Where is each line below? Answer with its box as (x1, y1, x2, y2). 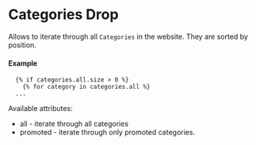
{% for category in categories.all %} (22, 83, 151, 91)
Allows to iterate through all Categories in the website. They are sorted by (8, 32, 248, 41)
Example (8, 58, 38, 68)
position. (8, 40, 37, 49)
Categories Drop (8, 6, 119, 24)
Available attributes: (8, 104, 73, 113)
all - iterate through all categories (19, 119, 129, 128)
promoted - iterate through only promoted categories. (19, 128, 196, 137)
